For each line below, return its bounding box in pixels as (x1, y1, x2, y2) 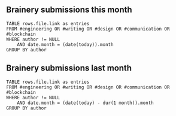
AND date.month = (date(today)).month (17, 41, 114, 47)
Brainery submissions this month (6, 5, 133, 15)
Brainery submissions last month (6, 63, 132, 74)
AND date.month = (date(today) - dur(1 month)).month (17, 100, 154, 106)
